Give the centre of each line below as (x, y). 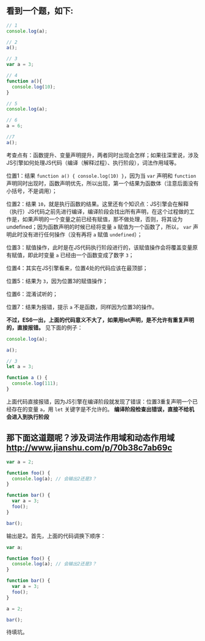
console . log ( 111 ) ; (35, 383)
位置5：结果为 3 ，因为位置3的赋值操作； (57, 281)
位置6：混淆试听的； (32, 294)
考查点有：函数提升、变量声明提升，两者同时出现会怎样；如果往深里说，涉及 (103, 155)
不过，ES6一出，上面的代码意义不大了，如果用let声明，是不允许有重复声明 (100, 320)
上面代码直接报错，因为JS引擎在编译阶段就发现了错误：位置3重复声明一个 (99, 401)
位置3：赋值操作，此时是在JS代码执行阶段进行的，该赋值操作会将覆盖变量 (99, 247)
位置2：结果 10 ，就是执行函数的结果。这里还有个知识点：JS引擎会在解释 (98, 204)
